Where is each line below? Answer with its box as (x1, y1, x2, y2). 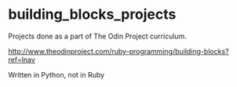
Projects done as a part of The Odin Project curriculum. (8, 31, 187, 41)
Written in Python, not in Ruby (8, 70, 104, 79)
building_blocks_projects (8, 5, 177, 24)
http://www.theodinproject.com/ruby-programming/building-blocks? (8, 46, 229, 56)
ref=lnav (8, 55, 35, 64)
